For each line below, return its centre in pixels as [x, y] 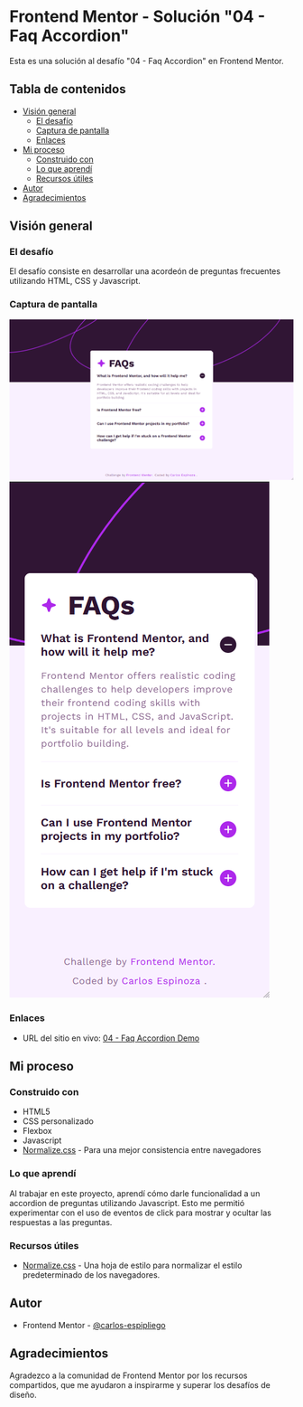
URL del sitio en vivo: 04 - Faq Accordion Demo [111, 1038]
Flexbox [37, 1131]
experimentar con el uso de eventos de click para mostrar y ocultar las [141, 1213]
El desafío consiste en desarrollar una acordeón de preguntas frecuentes [145, 271]
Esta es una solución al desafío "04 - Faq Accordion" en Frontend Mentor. [147, 61]
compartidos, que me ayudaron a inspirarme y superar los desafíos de [140, 1384]
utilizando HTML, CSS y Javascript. [75, 281]
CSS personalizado [58, 1121]
